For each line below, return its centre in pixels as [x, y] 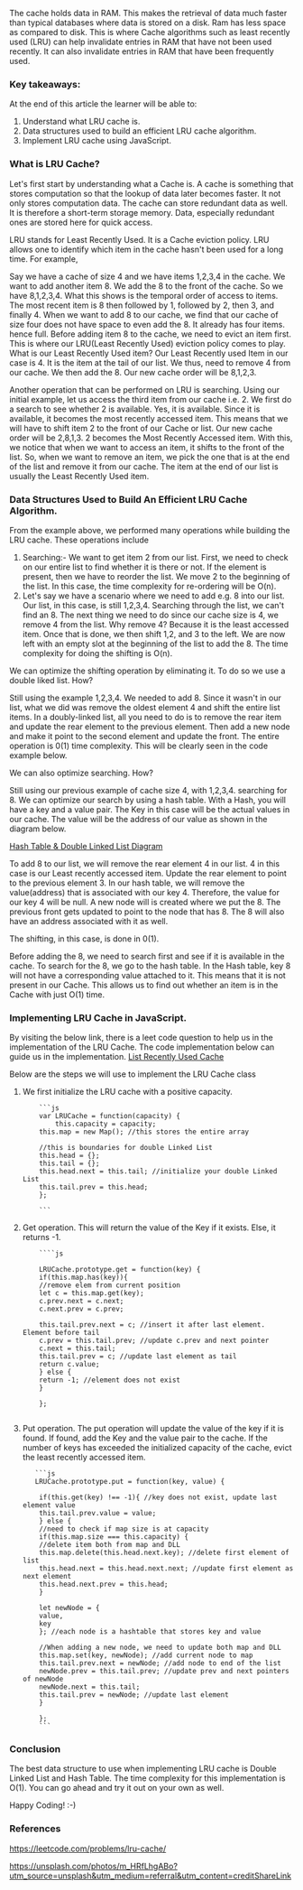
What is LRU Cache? [55, 164]
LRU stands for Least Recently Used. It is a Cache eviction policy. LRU [139, 239]
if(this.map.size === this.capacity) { [114, 1537]
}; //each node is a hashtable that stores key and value [150, 1632]
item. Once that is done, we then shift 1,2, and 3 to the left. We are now [154, 634]
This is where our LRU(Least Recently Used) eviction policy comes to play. [147, 343]
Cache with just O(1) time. [57, 994]
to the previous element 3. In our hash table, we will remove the [127, 883]
